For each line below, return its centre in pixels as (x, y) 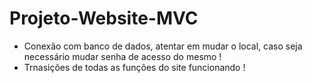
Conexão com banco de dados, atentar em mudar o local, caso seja (163, 46)
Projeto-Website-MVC (104, 18)
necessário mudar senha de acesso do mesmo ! (122, 56)
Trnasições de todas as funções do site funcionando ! (134, 67)
